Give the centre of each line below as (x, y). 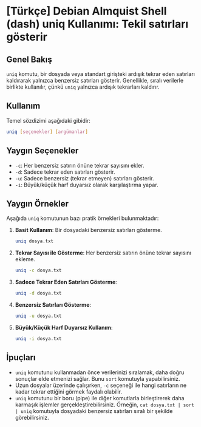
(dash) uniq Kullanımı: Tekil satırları (97, 24)
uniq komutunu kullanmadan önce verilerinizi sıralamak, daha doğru (100, 372)
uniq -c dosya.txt (38, 271)
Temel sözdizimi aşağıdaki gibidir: (49, 120)
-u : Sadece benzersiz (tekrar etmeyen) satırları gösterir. (84, 178)
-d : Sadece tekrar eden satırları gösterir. (65, 172)
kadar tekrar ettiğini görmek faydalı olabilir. (69, 391)
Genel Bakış (29, 59)
